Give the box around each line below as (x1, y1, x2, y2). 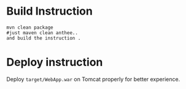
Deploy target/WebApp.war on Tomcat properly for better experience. (6, 75, 180, 83)
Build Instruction (6, 4, 93, 18)
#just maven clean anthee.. (6, 29, 79, 36)
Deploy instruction (6, 55, 103, 69)
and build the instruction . (6, 35, 81, 41)
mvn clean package (6, 24, 53, 30)
